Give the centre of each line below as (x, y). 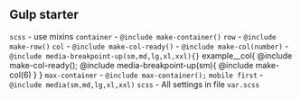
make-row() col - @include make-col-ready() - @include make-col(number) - (149, 46)
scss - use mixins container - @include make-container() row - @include (143, 36)
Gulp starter (44, 15)
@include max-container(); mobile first (181, 76)
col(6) (20, 75)
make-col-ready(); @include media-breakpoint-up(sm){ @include (132, 65)
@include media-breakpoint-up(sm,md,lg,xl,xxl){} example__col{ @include (151, 55)
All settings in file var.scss (211, 84)
